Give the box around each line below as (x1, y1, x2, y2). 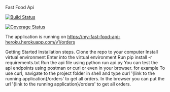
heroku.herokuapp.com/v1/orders (5, 39, 75, 45)
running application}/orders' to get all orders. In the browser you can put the (5, 76, 165, 81)
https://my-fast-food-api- (67, 34, 121, 39)
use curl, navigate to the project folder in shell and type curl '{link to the (5, 70, 155, 76)
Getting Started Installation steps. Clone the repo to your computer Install (5, 49, 158, 55)
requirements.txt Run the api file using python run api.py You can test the (5, 60, 158, 65)
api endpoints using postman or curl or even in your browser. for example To (5, 65, 165, 71)
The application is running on (5, 34, 66, 39)
